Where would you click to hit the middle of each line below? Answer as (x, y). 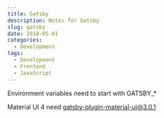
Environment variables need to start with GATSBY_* (82, 93)
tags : (15, 54)
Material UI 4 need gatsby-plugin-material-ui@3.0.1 (82, 107)
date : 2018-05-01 (33, 34)
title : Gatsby (28, 14)
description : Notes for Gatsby (53, 20)
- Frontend (30, 66)
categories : (25, 40)
